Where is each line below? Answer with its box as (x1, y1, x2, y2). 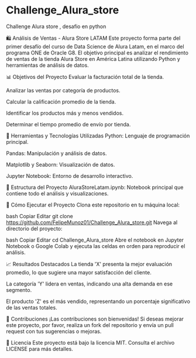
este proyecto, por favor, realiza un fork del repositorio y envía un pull (6, 321, 174, 328)
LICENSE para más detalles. (6, 345, 73, 352)
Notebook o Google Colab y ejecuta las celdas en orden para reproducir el (6, 242, 185, 249)
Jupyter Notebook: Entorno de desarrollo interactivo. (6, 172, 133, 179)
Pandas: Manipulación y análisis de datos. (6, 150, 107, 157)
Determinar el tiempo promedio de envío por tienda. (6, 121, 131, 128)
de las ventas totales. (6, 304, 57, 311)
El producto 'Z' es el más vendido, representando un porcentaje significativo (6, 298, 190, 305)
